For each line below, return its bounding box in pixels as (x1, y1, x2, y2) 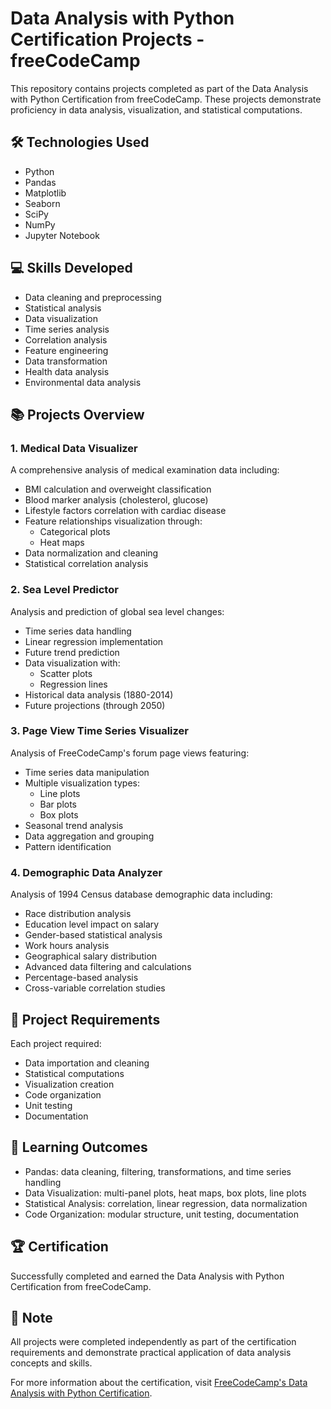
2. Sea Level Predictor (10, 583, 119, 597)
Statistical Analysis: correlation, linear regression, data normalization (24, 1197, 308, 1209)
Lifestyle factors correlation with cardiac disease (24, 505, 227, 517)
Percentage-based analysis (24, 972, 139, 984)
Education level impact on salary (24, 918, 160, 931)
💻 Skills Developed (10, 260, 133, 277)
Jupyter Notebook (24, 229, 100, 241)
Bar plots (39, 798, 78, 810)
